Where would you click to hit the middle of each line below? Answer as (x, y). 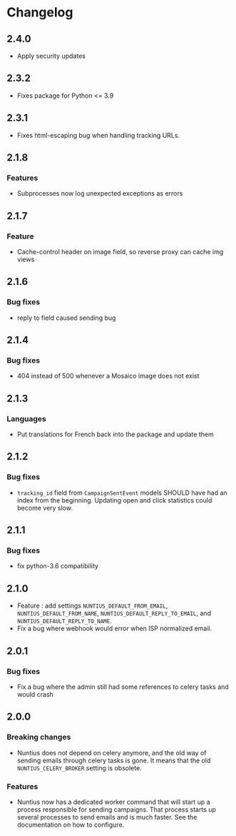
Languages (27, 418)
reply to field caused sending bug (66, 318)
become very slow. (45, 508)
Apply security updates (51, 56)
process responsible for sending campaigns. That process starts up (117, 809)
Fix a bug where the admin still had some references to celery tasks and (123, 687)
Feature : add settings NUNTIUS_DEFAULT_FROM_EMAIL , (92, 606)
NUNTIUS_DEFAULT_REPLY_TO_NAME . (64, 621)
